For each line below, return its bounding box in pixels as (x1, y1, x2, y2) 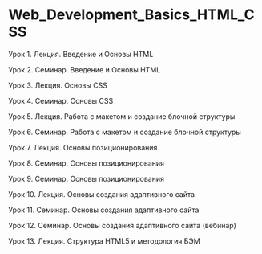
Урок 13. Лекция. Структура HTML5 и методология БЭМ (8, 236, 200, 246)
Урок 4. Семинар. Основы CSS (8, 96, 114, 105)
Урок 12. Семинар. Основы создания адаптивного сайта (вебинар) (8, 220, 236, 230)
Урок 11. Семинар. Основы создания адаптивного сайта (8, 205, 200, 215)
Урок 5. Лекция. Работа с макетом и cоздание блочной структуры (8, 111, 236, 121)
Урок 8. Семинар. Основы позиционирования (8, 158, 165, 168)
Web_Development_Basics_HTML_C (8, 6, 255, 24)
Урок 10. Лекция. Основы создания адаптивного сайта (8, 189, 195, 199)
